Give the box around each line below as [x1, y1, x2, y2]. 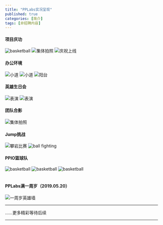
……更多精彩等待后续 [5, 209, 47, 215]
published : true [5, 12, 38, 17]
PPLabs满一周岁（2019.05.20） [5, 183, 70, 189]
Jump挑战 [5, 131, 26, 137]
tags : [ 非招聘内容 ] [5, 20, 41, 26]
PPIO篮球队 [5, 155, 28, 161]
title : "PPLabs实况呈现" [5, 7, 52, 12]
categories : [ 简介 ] [5, 16, 43, 21]
